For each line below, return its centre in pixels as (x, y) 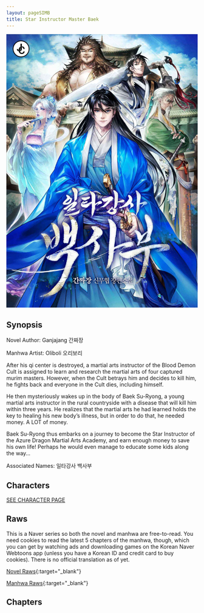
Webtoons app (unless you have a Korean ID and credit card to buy (90, 553)
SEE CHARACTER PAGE (36, 500)
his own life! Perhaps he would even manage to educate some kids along (97, 447)
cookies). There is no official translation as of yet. (68, 560)
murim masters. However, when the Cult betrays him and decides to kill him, (101, 378)
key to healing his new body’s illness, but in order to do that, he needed (95, 416)
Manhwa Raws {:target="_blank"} (47, 583)
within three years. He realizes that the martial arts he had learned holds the (101, 409)
